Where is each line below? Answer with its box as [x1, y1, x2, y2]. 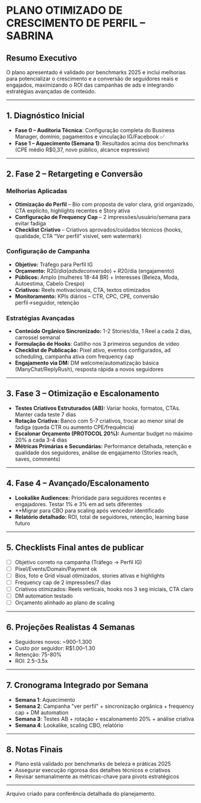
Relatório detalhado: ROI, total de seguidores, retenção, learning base [14, 513, 189, 521]
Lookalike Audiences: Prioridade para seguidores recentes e [14, 494, 166, 501]
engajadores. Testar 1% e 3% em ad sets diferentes [14, 500, 142, 507]
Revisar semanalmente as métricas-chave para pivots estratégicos [14, 773, 179, 780]
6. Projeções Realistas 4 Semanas [6, 622, 135, 632]
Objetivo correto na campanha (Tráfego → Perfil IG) [14, 558, 142, 565]
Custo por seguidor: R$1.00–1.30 [14, 644, 96, 652]
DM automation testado [14, 592, 73, 599]
